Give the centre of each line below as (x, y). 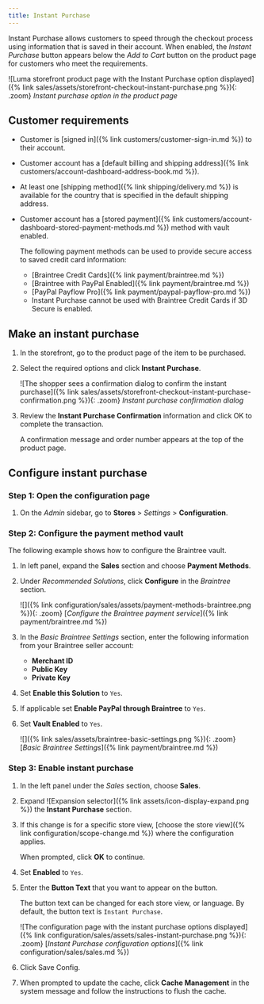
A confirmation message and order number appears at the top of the (132, 440)
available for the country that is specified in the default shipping (124, 196)
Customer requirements (69, 121)
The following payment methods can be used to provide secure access (136, 251)
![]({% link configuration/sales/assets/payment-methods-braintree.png (135, 605)
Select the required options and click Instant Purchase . (110, 368)
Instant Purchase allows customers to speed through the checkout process (131, 38)
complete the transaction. (61, 424)
